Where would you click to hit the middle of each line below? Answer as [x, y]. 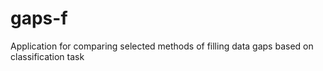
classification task [47, 56]
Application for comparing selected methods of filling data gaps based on [162, 46]
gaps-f [39, 18]
